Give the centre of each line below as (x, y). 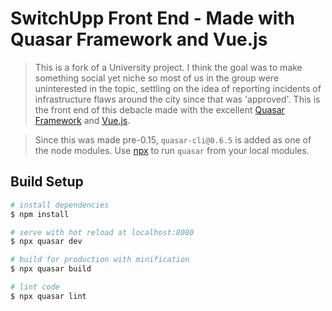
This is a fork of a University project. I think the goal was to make (168, 67)
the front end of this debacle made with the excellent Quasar (159, 109)
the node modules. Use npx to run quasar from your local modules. (172, 150)
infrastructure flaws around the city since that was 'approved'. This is (177, 99)
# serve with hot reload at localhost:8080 (102, 232)
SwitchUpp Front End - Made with (153, 18)
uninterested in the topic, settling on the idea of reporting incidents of (178, 88)
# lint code (35, 287)
